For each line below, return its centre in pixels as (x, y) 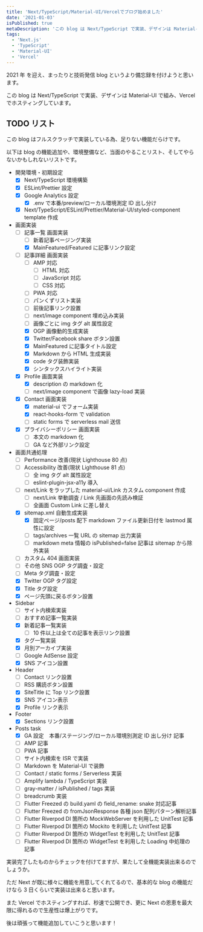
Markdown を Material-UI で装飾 (64, 766)
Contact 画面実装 (45, 399)
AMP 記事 (36, 743)
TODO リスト (31, 124)
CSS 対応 (53, 285)
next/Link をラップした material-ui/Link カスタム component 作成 (105, 490)
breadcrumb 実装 (46, 796)
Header (24, 670)
